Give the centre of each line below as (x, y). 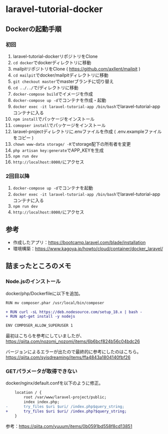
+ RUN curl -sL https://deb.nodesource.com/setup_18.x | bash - (74, 312)
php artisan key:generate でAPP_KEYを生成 (58, 150)
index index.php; (41, 402)
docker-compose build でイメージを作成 (53, 94)
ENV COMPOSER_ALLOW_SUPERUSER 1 (39, 326)
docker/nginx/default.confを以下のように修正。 (54, 383)
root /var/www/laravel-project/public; (65, 397)
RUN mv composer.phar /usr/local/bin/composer (55, 303)
